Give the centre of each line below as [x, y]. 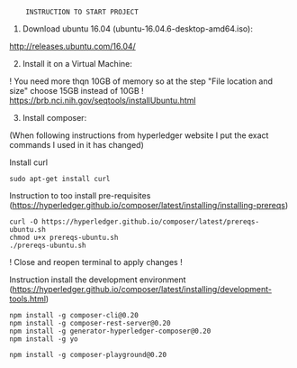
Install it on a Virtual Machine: [77, 64]
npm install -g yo [44, 339]
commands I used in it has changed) [76, 145]
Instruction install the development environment [98, 280]
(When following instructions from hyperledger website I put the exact [139, 135]
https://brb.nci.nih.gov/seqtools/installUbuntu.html [103, 100]
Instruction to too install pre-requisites [80, 196]
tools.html [28, 299]
